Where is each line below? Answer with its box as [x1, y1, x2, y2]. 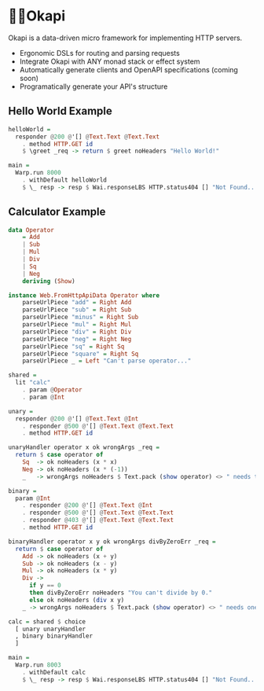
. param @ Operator [22, 386, 82, 394]
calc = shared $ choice [8, 617, 86, 626]
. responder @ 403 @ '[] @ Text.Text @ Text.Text [22, 516, 174, 524]
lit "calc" [15, 379, 51, 387]
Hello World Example [8, 105, 112, 118]
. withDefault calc [22, 668, 86, 676]
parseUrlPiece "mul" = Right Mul [22, 321, 132, 329]
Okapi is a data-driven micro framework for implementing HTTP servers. [8, 33, 243, 42]
